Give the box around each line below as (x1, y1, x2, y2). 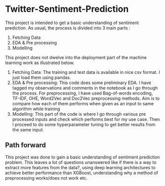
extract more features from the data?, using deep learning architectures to (5, 164, 156, 170)
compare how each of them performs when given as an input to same (12, 100, 154, 106)
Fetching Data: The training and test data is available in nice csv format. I (12, 69, 160, 75)
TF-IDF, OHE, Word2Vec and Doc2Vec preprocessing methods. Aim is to (12, 95, 160, 101)
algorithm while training (12, 106, 61, 112)
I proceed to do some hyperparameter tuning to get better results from (12, 122, 156, 127)
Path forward (5, 141, 46, 150)
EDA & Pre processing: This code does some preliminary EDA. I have (12, 80, 152, 86)
